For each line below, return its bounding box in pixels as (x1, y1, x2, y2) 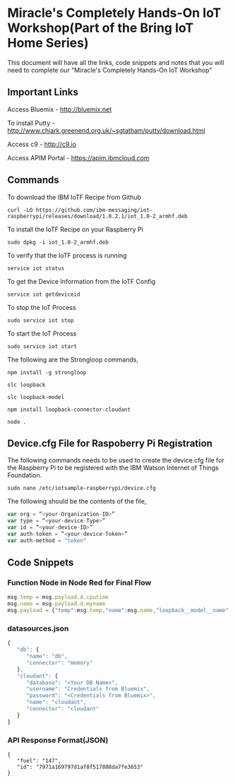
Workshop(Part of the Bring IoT (7, 20, 194, 36)
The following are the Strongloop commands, (7, 355, 139, 364)
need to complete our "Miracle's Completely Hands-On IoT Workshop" (7, 66, 213, 74)
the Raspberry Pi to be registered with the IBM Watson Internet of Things (7, 464, 219, 472)
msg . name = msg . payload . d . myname (7, 600, 106, 608)
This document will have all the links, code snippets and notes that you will (7, 58, 224, 66)
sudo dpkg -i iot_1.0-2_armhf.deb (7, 239, 109, 246)
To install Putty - (7, 119, 55, 127)
